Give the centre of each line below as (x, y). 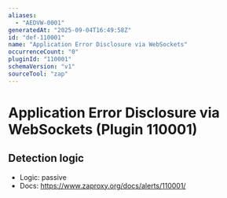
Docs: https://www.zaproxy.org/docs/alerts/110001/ (103, 185)
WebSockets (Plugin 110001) (103, 129)
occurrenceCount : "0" (44, 52)
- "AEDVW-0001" (40, 23)
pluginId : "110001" (40, 60)
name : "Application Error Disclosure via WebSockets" (98, 45)
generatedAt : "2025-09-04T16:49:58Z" (70, 30)
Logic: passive (43, 177)
